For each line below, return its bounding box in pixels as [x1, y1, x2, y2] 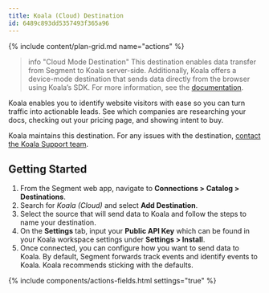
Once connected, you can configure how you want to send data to [19, 243, 239, 253]
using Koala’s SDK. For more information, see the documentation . [27, 82, 244, 92]
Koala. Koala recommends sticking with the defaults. [19, 260, 194, 270]
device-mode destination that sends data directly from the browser [27, 74, 251, 83]
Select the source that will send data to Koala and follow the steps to [19, 210, 247, 219]
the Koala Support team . [8, 139, 89, 149]
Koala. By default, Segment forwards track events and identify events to [19, 252, 259, 262]
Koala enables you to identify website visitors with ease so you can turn [8, 98, 246, 108]
